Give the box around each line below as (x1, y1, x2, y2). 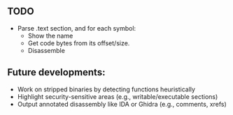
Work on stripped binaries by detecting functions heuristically (17, 85, 196, 93)
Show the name (27, 31, 73, 40)
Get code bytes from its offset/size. (27, 38, 130, 47)
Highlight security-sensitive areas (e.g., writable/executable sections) (17, 92, 218, 100)
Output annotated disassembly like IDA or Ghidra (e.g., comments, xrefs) (17, 100, 227, 108)
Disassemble (27, 46, 65, 54)
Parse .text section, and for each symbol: (17, 24, 136, 32)
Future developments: (7, 66, 106, 79)
